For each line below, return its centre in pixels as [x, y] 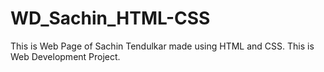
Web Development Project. [65, 56]
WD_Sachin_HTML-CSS [110, 18]
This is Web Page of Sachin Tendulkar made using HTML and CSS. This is [162, 46]
